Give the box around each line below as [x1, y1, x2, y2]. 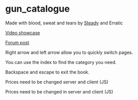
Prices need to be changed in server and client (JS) [5, 88, 114, 94]
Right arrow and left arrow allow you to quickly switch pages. [5, 49, 133, 55]
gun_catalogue [5, 3, 70, 15]
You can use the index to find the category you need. [5, 59, 117, 65]
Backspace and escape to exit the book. [5, 69, 90, 75]
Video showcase [5, 29, 40, 36]
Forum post [5, 39, 30, 46]
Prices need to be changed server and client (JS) [5, 79, 108, 85]
